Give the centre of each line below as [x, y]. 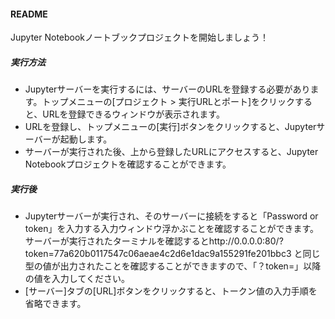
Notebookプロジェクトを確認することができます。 [128, 164]
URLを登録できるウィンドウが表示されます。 [133, 114]
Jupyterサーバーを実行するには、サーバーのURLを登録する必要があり [167, 89]
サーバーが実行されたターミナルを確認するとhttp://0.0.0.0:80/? [154, 241]
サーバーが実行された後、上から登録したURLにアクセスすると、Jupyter [171, 152]
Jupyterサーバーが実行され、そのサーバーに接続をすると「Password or [171, 216]
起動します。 [86, 139]
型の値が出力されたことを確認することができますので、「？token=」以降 [173, 266]
